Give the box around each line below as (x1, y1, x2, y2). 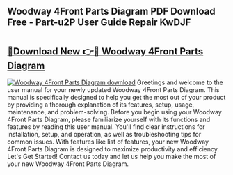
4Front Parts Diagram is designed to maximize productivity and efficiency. (7, 145, 220, 153)
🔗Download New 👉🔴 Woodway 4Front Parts (7, 45, 204, 57)
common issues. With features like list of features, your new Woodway (7, 137, 209, 146)
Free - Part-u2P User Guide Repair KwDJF (7, 17, 191, 29)
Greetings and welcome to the (136, 78, 224, 86)
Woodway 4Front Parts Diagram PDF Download (7, 6, 216, 17)
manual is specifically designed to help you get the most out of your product (7, 93, 226, 101)
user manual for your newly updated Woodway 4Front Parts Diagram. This (7, 86, 220, 93)
